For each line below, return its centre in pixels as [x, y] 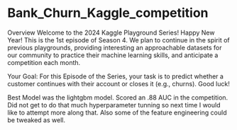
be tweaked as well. [37, 120]
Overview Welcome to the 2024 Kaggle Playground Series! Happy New [111, 32]
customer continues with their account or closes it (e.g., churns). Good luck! [119, 83]
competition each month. [44, 62]
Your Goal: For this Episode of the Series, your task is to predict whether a [115, 76]
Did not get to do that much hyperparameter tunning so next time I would [114, 105]
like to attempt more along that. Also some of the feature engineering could [117, 112]
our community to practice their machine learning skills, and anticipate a [113, 55]
